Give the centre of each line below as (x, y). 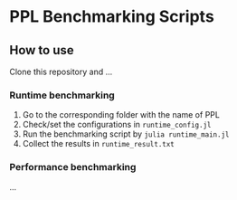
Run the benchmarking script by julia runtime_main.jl (126, 134)
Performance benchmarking (73, 167)
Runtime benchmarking (62, 95)
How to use (42, 50)
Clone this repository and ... (61, 71)
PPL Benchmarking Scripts (112, 17)
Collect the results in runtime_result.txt (98, 144)
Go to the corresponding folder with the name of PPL (121, 115)
